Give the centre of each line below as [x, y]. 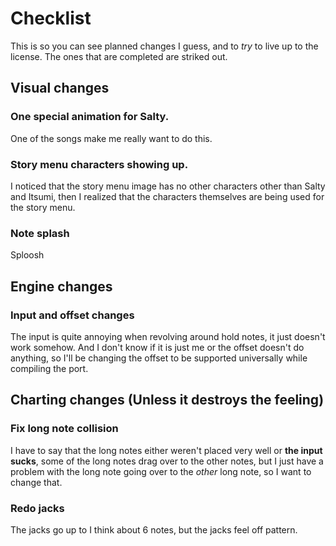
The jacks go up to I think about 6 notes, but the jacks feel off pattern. [154, 529]
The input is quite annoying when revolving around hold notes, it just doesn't [168, 336]
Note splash [40, 233]
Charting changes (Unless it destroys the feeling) [167, 400]
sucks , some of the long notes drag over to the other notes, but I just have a [167, 461]
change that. [36, 482]
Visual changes [60, 88]
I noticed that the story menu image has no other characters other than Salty [168, 186]
